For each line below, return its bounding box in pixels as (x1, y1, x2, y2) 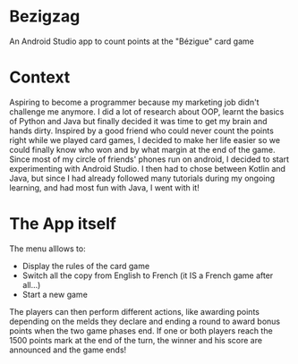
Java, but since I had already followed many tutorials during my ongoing (9, 173, 276, 183)
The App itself (9, 214, 116, 234)
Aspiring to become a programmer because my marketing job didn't (9, 97, 260, 107)
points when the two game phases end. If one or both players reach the (9, 325, 273, 336)
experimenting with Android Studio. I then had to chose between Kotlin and (9, 163, 286, 174)
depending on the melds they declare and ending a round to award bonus (9, 316, 280, 326)
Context (9, 67, 71, 88)
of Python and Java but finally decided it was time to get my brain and (9, 115, 268, 126)
